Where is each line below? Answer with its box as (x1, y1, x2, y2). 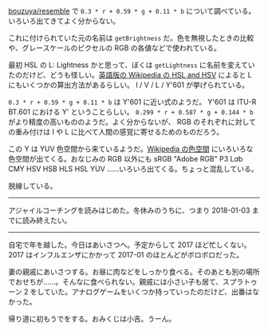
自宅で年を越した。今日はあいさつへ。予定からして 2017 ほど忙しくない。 (8, 240, 251, 249)
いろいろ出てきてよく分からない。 (8, 16, 120, 26)
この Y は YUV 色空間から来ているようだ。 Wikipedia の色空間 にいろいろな (8, 144, 254, 154)
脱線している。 (8, 181, 57, 190)
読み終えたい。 (22, 216, 72, 225)
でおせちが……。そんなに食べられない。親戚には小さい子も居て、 (8, 277, 223, 286)
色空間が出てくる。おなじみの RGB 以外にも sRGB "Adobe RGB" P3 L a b (8, 154, 243, 163)
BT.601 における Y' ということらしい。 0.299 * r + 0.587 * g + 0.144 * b (8, 107, 254, 117)
